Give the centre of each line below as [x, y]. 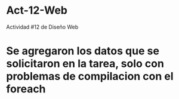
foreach [26, 89]
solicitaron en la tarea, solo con [85, 64]
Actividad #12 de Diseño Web [42, 27]
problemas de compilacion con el [90, 77]
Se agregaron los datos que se [83, 51]
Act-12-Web [37, 10]
